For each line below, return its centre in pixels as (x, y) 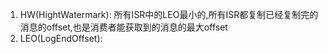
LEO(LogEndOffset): (61, 38)
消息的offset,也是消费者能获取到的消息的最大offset (123, 27)
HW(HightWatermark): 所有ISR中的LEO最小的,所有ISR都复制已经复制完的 (169, 14)
